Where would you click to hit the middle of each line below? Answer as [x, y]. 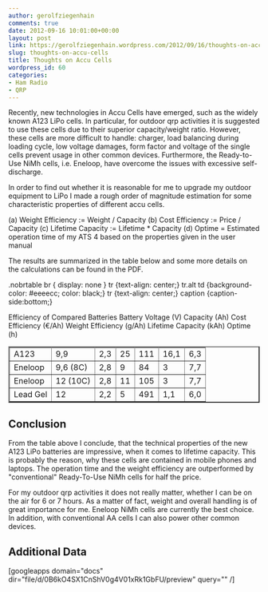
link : [17, 46]
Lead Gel [31, 395]
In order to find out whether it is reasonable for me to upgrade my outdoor [130, 188]
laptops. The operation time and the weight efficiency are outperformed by [131, 469]
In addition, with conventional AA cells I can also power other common [124, 518]
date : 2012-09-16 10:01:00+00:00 [64, 30]
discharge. [26, 172]
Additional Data [47, 552]
